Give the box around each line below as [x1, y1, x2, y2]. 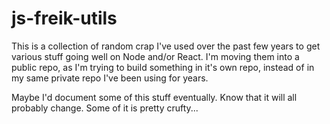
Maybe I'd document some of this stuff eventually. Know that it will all [11, 91, 298, 103]
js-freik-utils [11, 7, 118, 30]
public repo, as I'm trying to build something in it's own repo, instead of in [11, 61, 315, 73]
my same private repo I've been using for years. [11, 72, 209, 84]
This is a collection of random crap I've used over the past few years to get [11, 40, 321, 52]
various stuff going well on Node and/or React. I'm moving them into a [11, 50, 300, 62]
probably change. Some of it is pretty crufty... [11, 102, 199, 114]
